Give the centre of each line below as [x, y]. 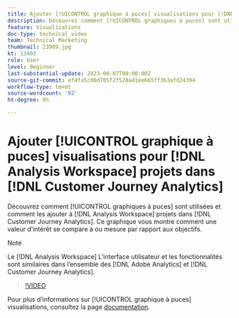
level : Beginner [31, 67]
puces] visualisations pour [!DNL [106, 157]
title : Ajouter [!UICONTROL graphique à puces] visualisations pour [111, 14]
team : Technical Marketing [47, 41]
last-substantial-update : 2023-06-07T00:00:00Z [79, 73]
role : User [23, 60]
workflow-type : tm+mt [39, 87]
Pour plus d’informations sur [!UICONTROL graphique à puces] [100, 299]
